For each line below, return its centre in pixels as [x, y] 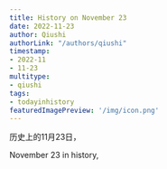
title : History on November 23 [68, 18]
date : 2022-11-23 [42, 26]
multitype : [30, 77]
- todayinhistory [42, 102]
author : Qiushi [38, 34]
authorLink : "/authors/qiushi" [68, 43]
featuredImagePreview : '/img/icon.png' [84, 110]
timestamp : [30, 52]
